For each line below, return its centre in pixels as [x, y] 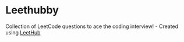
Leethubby [32, 10]
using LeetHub [23, 32]
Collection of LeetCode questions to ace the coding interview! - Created [92, 26]
